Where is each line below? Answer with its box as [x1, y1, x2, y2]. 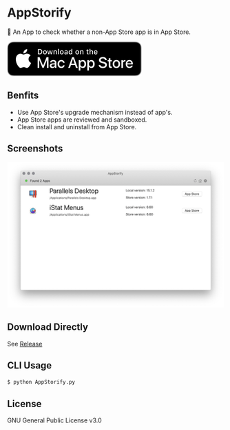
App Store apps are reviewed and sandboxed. [17, 115, 147, 124]
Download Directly [7, 321, 88, 333]
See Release [7, 339, 43, 348]
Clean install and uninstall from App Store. [17, 122, 137, 131]
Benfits [7, 90, 39, 102]
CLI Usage [7, 359, 52, 371]
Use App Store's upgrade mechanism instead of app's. [17, 108, 173, 116]
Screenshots [7, 143, 63, 155]
